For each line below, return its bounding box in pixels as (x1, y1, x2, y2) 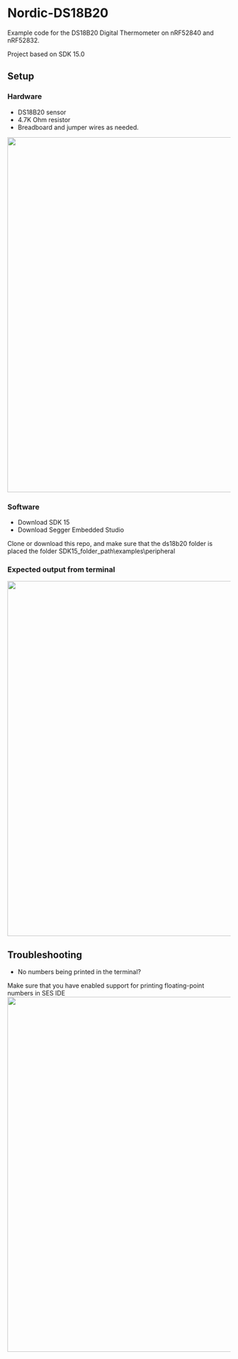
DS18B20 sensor (17, 108, 67, 116)
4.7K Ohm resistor (17, 115, 71, 124)
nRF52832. (7, 36, 40, 44)
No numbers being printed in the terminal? (17, 968, 142, 976)
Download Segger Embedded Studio (17, 525, 125, 534)
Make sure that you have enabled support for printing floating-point (7, 981, 205, 990)
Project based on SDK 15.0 (7, 50, 85, 58)
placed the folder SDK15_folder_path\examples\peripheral (7, 547, 176, 555)
